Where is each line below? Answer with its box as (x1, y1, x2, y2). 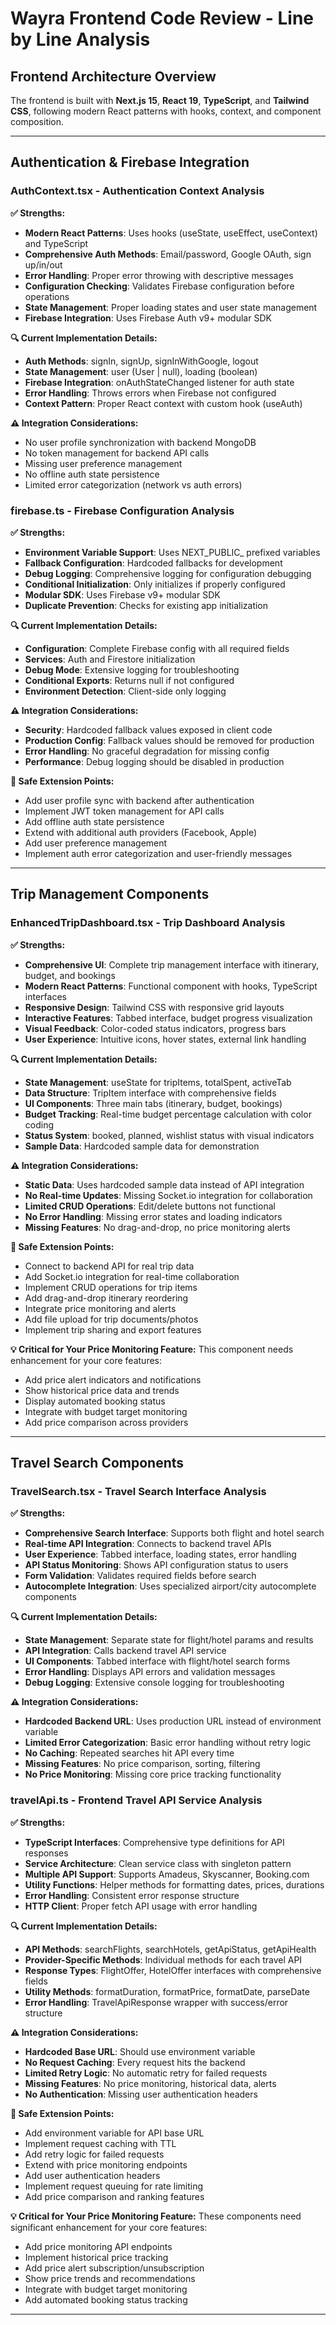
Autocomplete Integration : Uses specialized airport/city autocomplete (24, 1580, 317, 1592)
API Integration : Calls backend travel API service (24, 1645, 227, 1657)
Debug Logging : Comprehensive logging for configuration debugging (24, 567, 312, 579)
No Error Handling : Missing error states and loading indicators (24, 1210, 283, 1222)
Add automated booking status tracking (24, 2293, 188, 2306)
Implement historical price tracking (24, 2251, 169, 2263)
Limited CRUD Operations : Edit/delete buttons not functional (24, 1200, 276, 1212)
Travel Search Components (10, 1455, 185, 1472)
